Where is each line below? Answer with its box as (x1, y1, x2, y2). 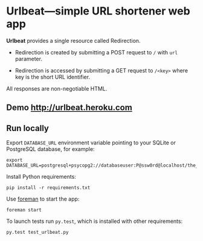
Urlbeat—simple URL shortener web (6, 4, 190, 18)
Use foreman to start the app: (6, 195, 80, 203)
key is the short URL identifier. (14, 73, 91, 80)
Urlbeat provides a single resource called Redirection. (6, 37, 141, 44)
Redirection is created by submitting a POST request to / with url (14, 48, 178, 56)
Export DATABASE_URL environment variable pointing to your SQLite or (6, 139, 176, 146)
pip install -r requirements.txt (6, 185, 91, 191)
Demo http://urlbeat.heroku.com (6, 103, 133, 113)
